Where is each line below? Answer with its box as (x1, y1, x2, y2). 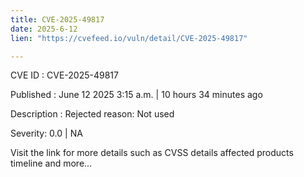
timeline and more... (10, 157, 93, 170)
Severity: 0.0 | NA (10, 127, 83, 140)
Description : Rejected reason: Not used (10, 108, 175, 120)
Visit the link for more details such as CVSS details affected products (10, 147, 294, 159)
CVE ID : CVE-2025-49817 (10, 69, 119, 81)
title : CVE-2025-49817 (10, 14, 105, 25)
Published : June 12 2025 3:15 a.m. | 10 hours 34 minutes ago (10, 89, 263, 101)
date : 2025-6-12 (10, 24, 78, 34)
